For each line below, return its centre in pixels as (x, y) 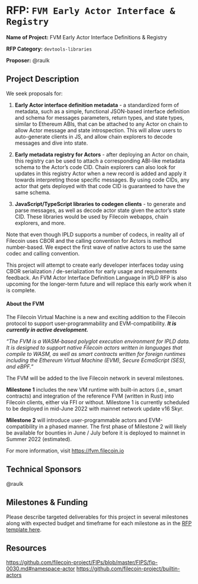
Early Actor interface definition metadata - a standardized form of (97, 105)
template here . (24, 529)
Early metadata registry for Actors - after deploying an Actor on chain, (102, 154)
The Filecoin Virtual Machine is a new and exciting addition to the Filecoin (96, 317)
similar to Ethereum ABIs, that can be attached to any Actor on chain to (101, 124)
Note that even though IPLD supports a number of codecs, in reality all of (95, 234)
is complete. (21, 290)
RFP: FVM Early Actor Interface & (91, 10)
